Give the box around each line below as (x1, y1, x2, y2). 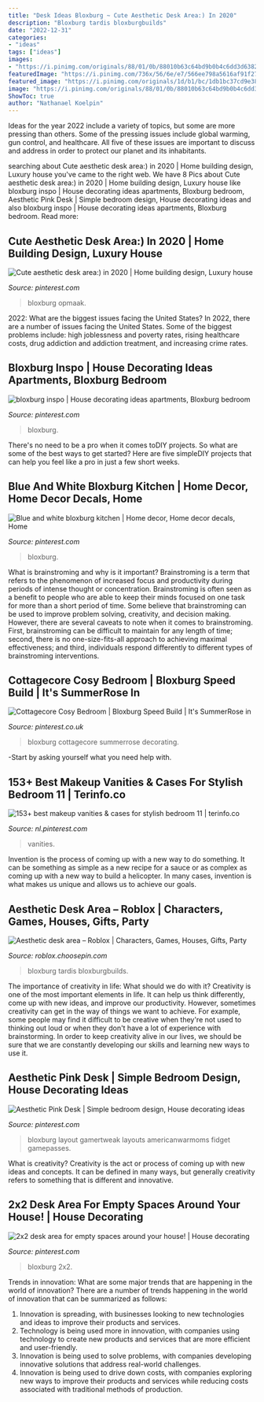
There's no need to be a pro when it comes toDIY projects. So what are (8, 440, 238, 450)
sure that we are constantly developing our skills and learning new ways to (8, 1040, 250, 1049)
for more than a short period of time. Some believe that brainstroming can (8, 600, 247, 610)
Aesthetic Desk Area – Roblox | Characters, (8, 903, 224, 916)
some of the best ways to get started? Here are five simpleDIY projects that (8, 448, 252, 458)
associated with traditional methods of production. (19, 1384, 183, 1394)
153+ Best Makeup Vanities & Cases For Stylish (8, 775, 244, 788)
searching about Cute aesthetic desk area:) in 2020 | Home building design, (8, 161, 254, 171)
